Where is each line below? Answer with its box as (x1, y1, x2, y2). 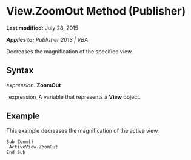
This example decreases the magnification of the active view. (6, 127, 159, 134)
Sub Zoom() (6, 138, 34, 145)
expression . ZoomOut (6, 81, 61, 88)
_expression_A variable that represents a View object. (6, 93, 141, 101)
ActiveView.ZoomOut (8, 144, 59, 150)
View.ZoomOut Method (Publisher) (6, 4, 186, 18)
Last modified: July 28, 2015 (6, 24, 79, 32)
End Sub (6, 149, 26, 155)
